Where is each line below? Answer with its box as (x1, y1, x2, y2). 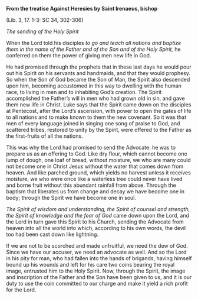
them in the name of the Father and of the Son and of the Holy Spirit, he (6, 46, 181, 53)
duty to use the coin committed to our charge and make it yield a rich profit (6, 280, 188, 287)
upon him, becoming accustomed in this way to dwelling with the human (6, 82, 181, 89)
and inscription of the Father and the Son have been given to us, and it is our (6, 274, 192, 280)
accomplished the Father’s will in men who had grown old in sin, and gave (6, 95, 185, 102)
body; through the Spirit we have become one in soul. (6, 195, 137, 201)
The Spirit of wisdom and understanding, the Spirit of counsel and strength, (6, 206, 190, 212)
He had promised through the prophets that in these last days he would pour (6, 63, 192, 70)
